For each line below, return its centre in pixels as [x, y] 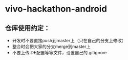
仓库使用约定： [28, 28]
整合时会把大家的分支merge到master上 [51, 46]
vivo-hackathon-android [56, 9]
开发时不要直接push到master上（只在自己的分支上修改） [69, 40]
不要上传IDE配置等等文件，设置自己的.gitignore [59, 52]
